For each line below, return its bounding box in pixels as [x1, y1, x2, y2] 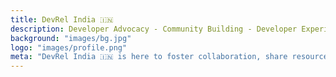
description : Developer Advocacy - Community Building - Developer [10, 24, 298, 34]
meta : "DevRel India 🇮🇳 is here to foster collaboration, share [10, 52, 288, 62]
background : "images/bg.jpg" [10, 33, 132, 43]
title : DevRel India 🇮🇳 [10, 14, 114, 25]
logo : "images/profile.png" [10, 42, 128, 53]
